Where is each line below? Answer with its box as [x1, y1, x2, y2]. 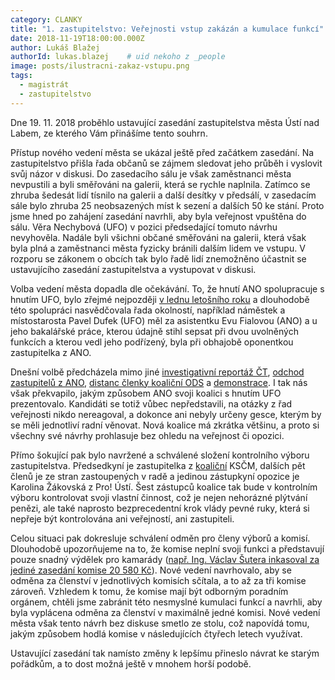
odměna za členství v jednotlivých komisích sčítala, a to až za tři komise [10, 574, 307, 586]
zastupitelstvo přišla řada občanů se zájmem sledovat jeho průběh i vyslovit [10, 157, 323, 169]
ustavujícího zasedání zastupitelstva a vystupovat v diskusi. [10, 263, 257, 275]
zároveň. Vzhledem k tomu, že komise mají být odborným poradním [10, 585, 289, 597]
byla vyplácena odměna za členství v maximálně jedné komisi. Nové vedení [10, 606, 321, 618]
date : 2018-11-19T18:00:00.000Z [10, 33, 145, 43]
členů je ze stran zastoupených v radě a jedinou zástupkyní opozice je [10, 470, 300, 482]
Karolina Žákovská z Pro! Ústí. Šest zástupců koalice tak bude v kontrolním [10, 481, 318, 493]
